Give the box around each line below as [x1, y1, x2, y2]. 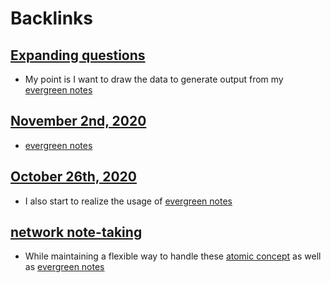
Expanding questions [10, 47, 146, 64]
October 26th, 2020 [10, 168, 137, 186]
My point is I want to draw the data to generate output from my [24, 73, 284, 85]
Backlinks [10, 7, 94, 30]
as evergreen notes [24, 261, 105, 273]
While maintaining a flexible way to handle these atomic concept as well [24, 250, 322, 262]
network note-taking [10, 224, 143, 241]
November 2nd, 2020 [10, 113, 147, 130]
